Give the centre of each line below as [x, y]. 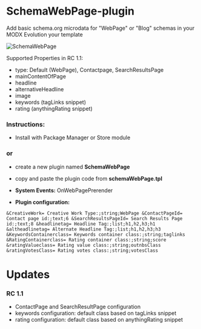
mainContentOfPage [41, 76]
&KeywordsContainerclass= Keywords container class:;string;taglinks [96, 234]
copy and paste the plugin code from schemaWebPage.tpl [88, 178]
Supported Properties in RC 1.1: [45, 58]
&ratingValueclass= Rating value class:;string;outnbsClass [84, 245]
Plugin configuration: [42, 202]
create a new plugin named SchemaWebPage [72, 167]
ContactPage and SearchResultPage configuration [78, 307]
